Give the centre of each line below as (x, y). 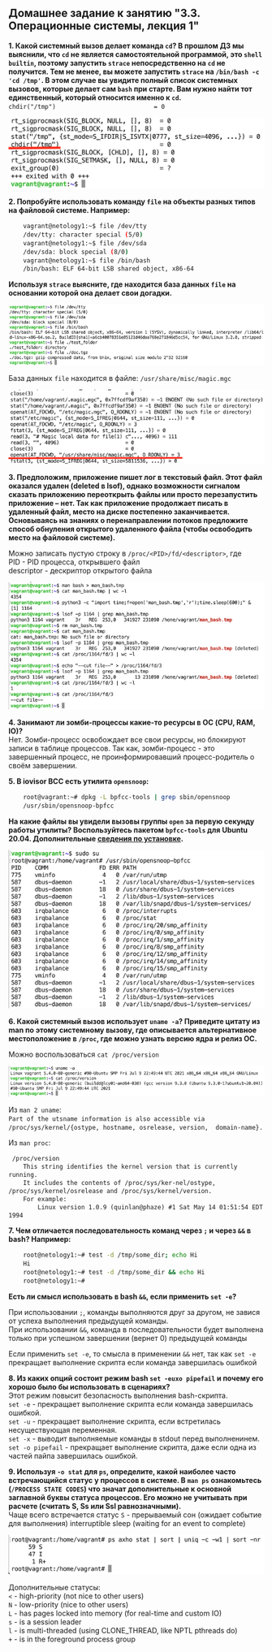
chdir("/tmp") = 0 (86, 106)
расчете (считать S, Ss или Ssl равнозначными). (95, 1506)
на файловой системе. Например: (69, 210)
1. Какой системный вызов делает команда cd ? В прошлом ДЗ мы (126, 45)
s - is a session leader (45, 1622)
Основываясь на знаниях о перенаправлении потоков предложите (128, 520)
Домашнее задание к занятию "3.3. (104, 13)
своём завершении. (43, 765)
